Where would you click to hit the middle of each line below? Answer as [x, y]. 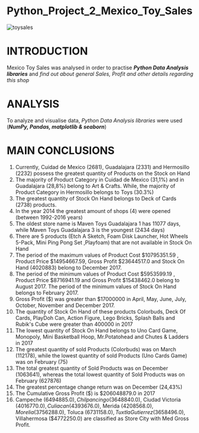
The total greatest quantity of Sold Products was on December [92, 368]
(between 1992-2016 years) [49, 217]
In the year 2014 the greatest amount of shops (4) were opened [93, 211]
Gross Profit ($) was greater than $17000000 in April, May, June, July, [101, 299]
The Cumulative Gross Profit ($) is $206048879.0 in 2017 [85, 393]
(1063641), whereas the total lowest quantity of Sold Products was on [100, 374]
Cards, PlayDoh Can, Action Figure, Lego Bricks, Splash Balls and [95, 318]
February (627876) [38, 380]
